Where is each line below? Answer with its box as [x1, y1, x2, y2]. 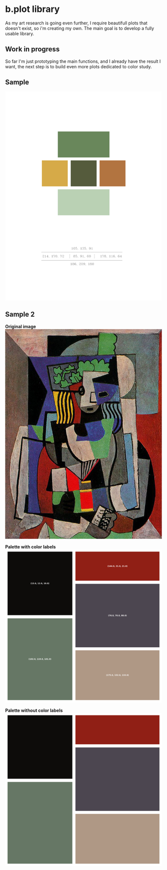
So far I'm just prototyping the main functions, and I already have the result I [5, 58, 161, 64]
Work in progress [5, 45, 60, 53]
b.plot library [5, 3, 60, 15]
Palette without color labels [5, 707, 63, 713]
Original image [5, 323, 36, 330]
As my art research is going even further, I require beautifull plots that [5, 20, 148, 26]
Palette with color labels [5, 544, 56, 550]
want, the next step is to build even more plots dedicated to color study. [5, 63, 152, 69]
